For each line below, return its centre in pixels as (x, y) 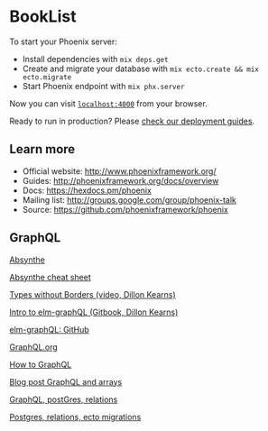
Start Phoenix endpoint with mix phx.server (103, 86)
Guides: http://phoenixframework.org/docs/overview (120, 180)
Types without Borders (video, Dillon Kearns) (92, 294)
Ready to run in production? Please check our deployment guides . (132, 121)
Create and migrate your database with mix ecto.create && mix (140, 69)
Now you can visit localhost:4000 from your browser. (108, 103)
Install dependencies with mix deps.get (95, 59)
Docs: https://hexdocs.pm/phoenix (87, 190)
